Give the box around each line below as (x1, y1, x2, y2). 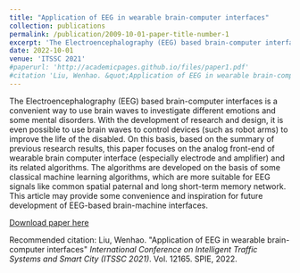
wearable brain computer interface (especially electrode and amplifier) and (9, 153, 286, 163)
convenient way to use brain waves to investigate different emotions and (9, 104, 277, 116)
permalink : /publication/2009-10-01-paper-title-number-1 (9, 29, 229, 38)
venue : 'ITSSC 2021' (9, 54, 87, 63)
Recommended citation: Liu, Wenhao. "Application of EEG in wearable (9, 234, 266, 245)
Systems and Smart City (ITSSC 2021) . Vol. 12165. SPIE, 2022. (9, 253, 238, 264)
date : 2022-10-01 (9, 46, 74, 55)
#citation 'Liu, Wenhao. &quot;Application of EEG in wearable (9, 71, 250, 80)
